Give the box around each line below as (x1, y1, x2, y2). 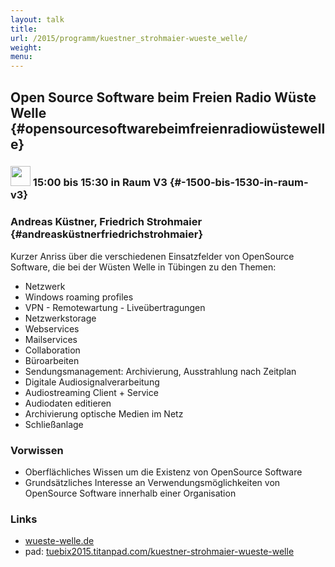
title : (10, 24, 38, 34)
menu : (10, 52, 33, 62)
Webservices (24, 322, 80, 335)
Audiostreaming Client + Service (24, 386, 159, 398)
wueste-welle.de (24, 535, 95, 547)
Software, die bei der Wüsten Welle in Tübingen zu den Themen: (10, 261, 277, 273)
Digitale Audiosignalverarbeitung (24, 376, 160, 388)
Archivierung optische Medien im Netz (24, 407, 184, 420)
